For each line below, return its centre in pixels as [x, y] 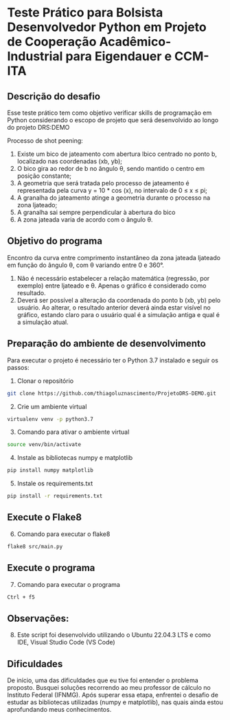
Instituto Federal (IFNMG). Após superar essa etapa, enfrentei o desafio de [113, 695]
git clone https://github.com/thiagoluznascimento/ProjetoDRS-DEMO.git [112, 393]
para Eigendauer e [118, 57]
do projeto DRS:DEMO [38, 127]
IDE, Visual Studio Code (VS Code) [66, 642]
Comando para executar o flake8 [64, 534]
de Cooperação [52, 42]
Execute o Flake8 [45, 517]
